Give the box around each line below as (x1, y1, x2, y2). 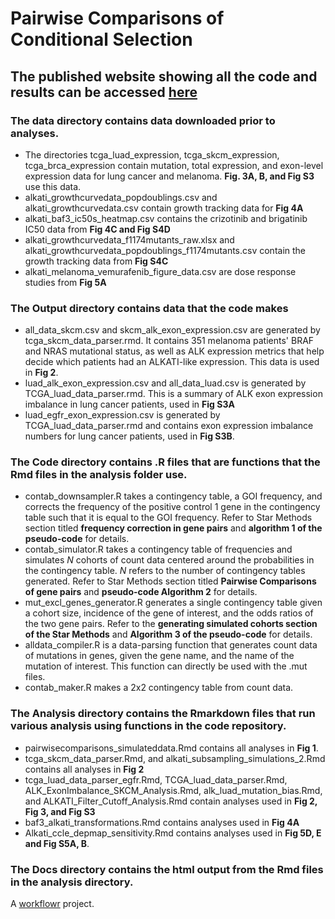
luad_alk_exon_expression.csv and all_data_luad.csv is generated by (24, 377, 307, 389)
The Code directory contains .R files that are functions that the (10, 455, 321, 469)
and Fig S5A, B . (24, 837, 90, 849)
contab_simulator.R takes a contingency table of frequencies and (24, 543, 293, 556)
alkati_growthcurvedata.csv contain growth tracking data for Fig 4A (24, 202, 304, 214)
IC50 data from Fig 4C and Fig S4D (24, 223, 171, 235)
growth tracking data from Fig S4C (24, 255, 169, 267)
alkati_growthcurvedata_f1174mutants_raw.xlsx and (24, 233, 235, 246)
